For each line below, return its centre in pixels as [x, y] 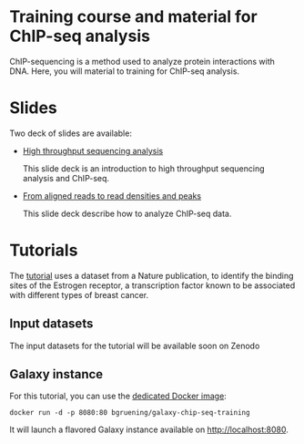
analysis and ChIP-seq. [66, 178]
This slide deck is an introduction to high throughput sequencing [144, 168]
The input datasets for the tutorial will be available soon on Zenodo [135, 346]
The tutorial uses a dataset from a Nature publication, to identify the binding [152, 275]
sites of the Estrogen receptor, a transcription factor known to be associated [152, 285]
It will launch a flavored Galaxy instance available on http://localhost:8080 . [149, 429]
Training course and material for [133, 17]
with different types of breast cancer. [79, 294]
